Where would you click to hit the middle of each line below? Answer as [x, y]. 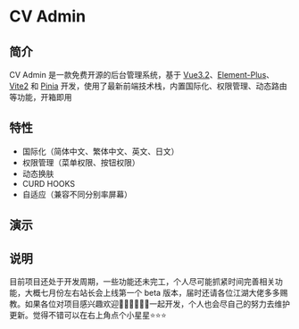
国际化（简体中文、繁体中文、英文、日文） [100, 151]
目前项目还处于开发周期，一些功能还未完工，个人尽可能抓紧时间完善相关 [142, 282]
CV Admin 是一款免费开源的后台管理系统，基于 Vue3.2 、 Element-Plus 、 [142, 75]
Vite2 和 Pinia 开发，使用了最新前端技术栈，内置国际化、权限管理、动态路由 [148, 86]
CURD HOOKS [49, 183]
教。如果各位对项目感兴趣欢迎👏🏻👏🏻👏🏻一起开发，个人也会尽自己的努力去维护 [150, 304]
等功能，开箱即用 [41, 97]
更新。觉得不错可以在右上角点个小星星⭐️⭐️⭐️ [88, 316]
